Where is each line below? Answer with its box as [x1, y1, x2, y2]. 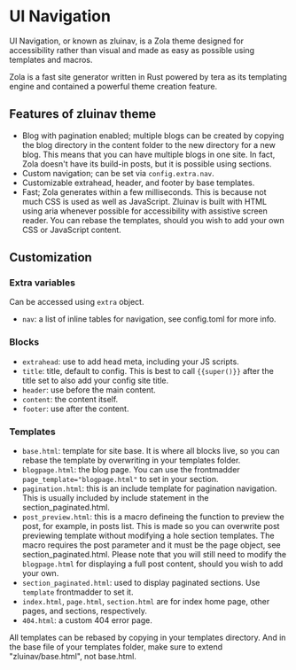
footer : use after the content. [21, 403, 129, 414]
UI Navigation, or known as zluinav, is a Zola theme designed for [9, 35, 244, 46]
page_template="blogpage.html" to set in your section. [21, 474, 219, 485]
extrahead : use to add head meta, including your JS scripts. [21, 356, 239, 367]
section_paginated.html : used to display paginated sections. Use [21, 578, 261, 588]
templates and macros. [9, 54, 93, 65]
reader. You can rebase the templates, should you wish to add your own [21, 214, 285, 225]
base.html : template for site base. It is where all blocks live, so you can [21, 446, 281, 456]
